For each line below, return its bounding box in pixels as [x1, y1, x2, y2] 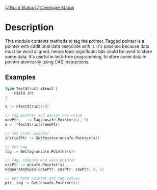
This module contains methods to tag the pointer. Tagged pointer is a [5, 38, 145, 44]
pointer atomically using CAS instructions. [5, 59, 90, 65]
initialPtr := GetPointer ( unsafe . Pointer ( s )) [5, 136, 100, 140]
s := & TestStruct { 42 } [5, 104, 50, 109]
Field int [14, 91, 34, 96]
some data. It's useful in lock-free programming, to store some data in [5, 54, 147, 59]
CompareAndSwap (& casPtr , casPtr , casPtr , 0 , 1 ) [5, 167, 105, 172]
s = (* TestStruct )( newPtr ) [5, 122, 60, 127]
